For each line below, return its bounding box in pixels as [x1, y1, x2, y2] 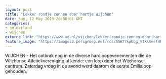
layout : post [5, 7, 32, 12]
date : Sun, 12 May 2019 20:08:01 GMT [5, 16, 83, 21]
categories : [5, 21, 30, 26]
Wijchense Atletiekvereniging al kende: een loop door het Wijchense [5, 57, 144, 64]
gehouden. [5, 68, 27, 74]
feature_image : [5, 39, 37, 44]
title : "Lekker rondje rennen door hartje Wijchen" [5, 12, 114, 17]
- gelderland [5, 26, 32, 30]
